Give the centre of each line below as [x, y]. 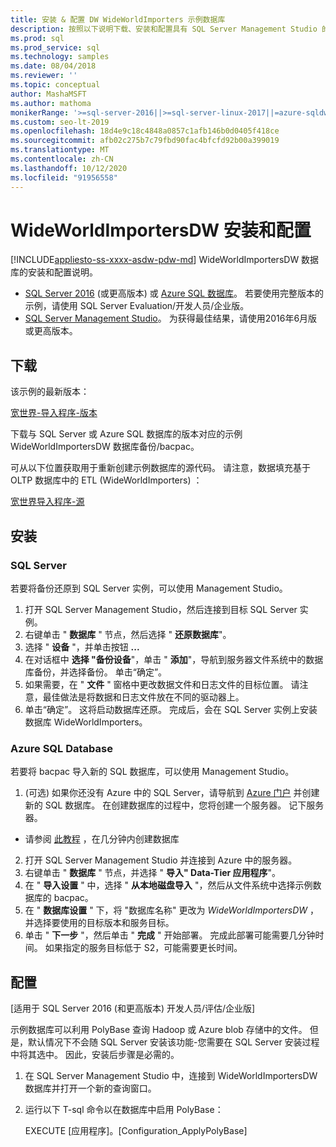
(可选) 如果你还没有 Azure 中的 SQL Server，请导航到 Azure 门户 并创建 [172, 793]
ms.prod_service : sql [55, 47]
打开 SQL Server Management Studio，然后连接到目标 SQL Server [161, 609]
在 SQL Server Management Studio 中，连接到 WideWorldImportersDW [171, 1076]
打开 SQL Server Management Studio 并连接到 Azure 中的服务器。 [161, 860]
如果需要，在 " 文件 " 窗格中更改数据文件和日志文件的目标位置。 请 [162, 684]
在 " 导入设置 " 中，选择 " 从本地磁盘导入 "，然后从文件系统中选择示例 [168, 885]
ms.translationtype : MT [60, 150]
